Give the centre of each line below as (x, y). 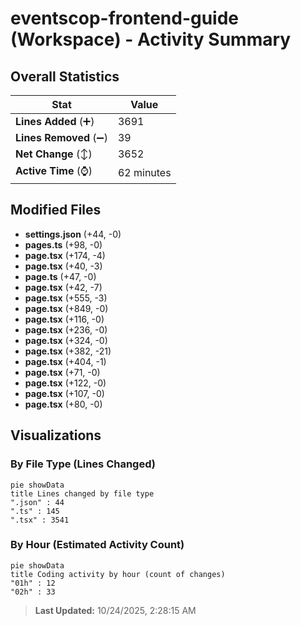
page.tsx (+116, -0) (64, 319)
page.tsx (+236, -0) (66, 329)
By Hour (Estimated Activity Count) (97, 545)
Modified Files (56, 210)
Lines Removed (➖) (61, 137)
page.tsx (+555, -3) (66, 298)
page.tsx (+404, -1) (65, 361)
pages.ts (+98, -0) (63, 244)
